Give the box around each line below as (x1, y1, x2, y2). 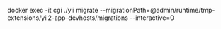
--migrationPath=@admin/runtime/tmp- (99, 6, 215, 14)
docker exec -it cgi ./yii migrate (7, 6, 98, 14)
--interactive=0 (130, 13, 175, 22)
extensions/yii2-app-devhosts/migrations (7, 13, 129, 22)
